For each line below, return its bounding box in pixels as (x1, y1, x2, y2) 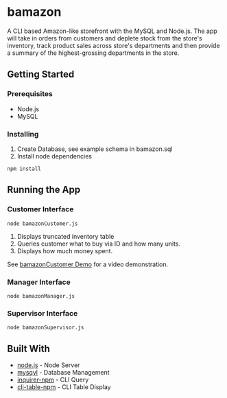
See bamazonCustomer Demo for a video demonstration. (7, 260, 169, 268)
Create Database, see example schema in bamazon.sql (16, 145, 173, 153)
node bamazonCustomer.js (7, 220, 78, 227)
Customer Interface (7, 204, 74, 214)
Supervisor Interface (7, 308, 78, 318)
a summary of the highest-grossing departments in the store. (7, 49, 180, 57)
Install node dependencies (16, 152, 93, 160)
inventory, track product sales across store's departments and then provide (7, 41, 221, 49)
